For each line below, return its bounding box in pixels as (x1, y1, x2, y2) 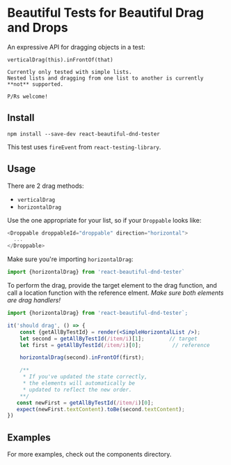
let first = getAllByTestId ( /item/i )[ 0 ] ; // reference (19, 341, 210, 348)
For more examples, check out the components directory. (7, 450, 172, 459)
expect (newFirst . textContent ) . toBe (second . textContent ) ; (16, 406, 186, 413)
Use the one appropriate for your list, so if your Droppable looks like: (7, 216, 202, 224)
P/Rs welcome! (7, 93, 49, 100)
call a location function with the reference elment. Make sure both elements (7, 288, 224, 297)
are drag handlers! (7, 296, 61, 304)
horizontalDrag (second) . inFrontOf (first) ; (19, 354, 145, 361)
